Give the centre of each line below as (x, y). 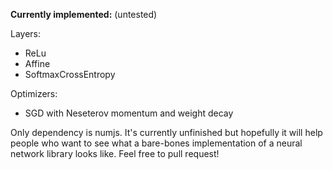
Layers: (26, 33)
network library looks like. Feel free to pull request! (115, 153)
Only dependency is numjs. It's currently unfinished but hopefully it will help (166, 132)
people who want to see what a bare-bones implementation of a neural (156, 143)
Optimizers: (34, 93)
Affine (37, 63)
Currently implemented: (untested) (84, 14)
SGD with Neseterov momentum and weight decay (129, 113)
